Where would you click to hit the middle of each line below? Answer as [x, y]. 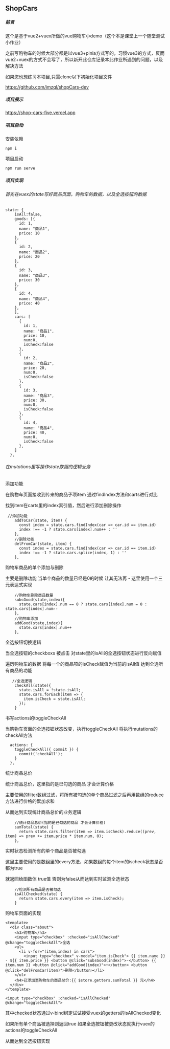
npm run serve [20, 168]
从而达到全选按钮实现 [28, 1041]
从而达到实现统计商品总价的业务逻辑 [43, 812]
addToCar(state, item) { [41, 521]
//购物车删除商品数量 [34, 596]
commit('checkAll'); [41, 754]
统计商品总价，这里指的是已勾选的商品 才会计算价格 [59, 784]
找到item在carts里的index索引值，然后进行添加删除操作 [63, 506]
